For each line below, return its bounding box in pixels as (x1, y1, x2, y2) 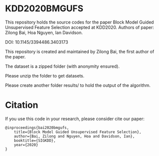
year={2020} (14, 142, 38, 147)
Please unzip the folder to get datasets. (5, 73, 85, 78)
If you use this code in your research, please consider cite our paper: (5, 116, 145, 122)
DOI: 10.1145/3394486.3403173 (5, 39, 69, 45)
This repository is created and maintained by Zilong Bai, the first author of (5, 49, 155, 54)
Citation (5, 100, 38, 111)
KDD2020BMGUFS (5, 3, 83, 14)
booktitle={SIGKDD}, (14, 138, 56, 143)
